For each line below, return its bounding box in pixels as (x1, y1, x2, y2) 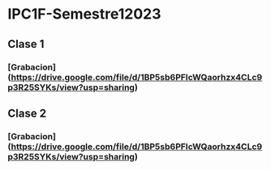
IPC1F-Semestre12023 (7, 5, 161, 23)
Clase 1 (7, 37, 45, 51)
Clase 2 (7, 106, 46, 120)
